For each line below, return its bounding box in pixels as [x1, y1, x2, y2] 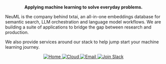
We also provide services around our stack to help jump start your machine [5, 39, 159, 45]
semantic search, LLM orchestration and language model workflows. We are [5, 19, 162, 25]
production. [5, 30, 29, 35]
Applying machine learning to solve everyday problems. [24, 4, 143, 10]
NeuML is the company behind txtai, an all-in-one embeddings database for [5, 14, 161, 19]
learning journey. [5, 44, 40, 50]
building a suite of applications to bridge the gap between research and [5, 24, 152, 30]
